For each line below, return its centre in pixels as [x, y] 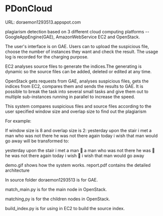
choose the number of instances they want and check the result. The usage [82, 52]
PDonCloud [29, 9]
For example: [18, 121]
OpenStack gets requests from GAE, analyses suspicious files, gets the [77, 81]
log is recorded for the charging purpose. [47, 56]
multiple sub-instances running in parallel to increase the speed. [70, 97]
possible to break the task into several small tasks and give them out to [77, 91]
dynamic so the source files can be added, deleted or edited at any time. [78, 71]
